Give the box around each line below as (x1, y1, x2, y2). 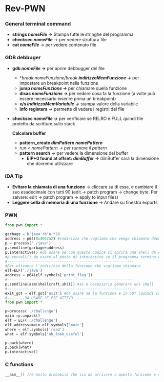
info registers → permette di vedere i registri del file (19, 106, 124, 112)
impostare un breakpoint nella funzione (19, 80, 99, 86)
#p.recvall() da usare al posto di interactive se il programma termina (5, 254, 156, 260)
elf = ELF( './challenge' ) (5, 318, 58, 323)
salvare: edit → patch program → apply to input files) (12, 194, 119, 200)
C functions (5, 361, 34, 368)
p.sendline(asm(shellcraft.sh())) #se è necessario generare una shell (5, 282, 154, 286)
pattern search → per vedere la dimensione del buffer (19, 150, 128, 156)
